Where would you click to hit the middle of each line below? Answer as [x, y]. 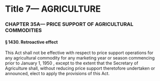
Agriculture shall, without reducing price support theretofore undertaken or [80, 68]
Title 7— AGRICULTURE [53, 9]
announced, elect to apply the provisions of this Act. [57, 74]
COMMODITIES [24, 30]
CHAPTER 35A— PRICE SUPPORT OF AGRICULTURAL [69, 24]
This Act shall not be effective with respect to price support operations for [79, 53]
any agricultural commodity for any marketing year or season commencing [80, 58]
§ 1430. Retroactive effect [32, 42]
